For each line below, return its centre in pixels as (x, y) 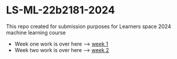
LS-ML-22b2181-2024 (60, 10)
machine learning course (36, 32)
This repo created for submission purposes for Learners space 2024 (88, 26)
